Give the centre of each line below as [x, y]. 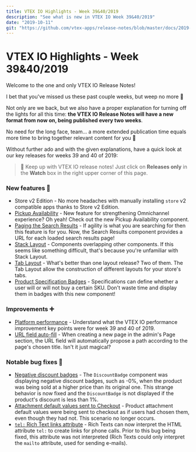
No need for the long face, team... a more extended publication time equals [96, 132]
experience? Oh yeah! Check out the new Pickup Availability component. [102, 219]
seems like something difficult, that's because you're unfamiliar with [96, 251]
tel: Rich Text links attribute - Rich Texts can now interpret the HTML [98, 425]
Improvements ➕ [30, 309]
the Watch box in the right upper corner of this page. [84, 173]
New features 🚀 [28, 188]
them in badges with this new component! [65, 294]
